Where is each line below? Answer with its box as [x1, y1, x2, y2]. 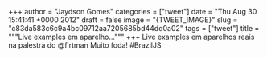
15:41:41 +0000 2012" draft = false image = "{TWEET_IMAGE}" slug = [8, 15, 238, 25]
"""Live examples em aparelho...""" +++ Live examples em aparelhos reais [8, 32, 255, 41]
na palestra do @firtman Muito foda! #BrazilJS [8, 41, 162, 50]
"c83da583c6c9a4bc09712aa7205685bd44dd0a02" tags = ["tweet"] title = [8, 24, 260, 33]
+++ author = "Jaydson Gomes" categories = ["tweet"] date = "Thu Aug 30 [8, 7, 257, 16]
